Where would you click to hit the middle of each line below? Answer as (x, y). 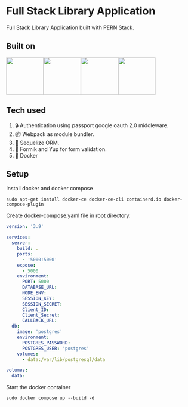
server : (21, 243)
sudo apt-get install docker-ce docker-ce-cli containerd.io (84, 199)
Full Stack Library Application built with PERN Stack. (70, 27)
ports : (25, 254)
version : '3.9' (25, 227)
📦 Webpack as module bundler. (54, 134)
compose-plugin (25, 205)
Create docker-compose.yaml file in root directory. (68, 215)
